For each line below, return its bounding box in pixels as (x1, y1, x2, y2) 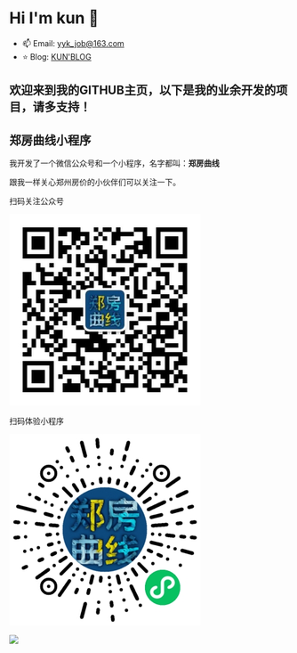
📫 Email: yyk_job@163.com (21, 37, 124, 48)
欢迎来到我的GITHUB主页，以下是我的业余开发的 (9, 83, 277, 98)
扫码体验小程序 (9, 416, 64, 427)
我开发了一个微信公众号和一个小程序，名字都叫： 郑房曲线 (9, 158, 220, 168)
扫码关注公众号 (9, 196, 64, 207)
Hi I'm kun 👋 (9, 8, 100, 29)
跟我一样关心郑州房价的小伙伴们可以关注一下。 (9, 177, 181, 188)
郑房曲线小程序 (9, 133, 92, 148)
